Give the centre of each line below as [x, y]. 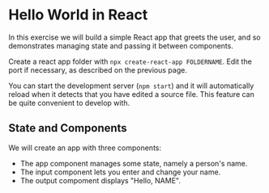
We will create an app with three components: [85, 148]
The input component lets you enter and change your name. [120, 172]
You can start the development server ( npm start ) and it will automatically [131, 86]
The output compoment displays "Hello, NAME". [100, 180]
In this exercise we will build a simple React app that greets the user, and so [134, 37]
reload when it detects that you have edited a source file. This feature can [132, 94]
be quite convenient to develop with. [69, 103]
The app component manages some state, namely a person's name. [134, 163]
